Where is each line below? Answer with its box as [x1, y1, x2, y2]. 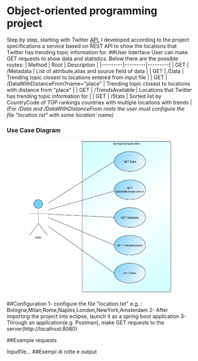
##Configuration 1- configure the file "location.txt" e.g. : [6, 300, 143, 307]
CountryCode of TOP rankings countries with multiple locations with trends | [6, 99, 192, 106]
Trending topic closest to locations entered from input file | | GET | [6, 74, 167, 81]
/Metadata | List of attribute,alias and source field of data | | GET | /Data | [6, 67, 184, 74]
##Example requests [6, 337, 57, 344]
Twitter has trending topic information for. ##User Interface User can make [6, 48, 188, 55]
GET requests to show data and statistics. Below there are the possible [6, 55, 179, 62]
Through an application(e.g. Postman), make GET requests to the [6, 319, 164, 326]
